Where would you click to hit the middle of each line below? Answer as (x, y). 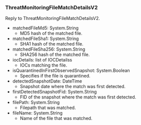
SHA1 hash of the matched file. (51, 44)
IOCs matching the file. (43, 65)
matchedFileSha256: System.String (49, 49)
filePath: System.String (36, 102)
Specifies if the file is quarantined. (55, 76)
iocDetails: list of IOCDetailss (42, 60)
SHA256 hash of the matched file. (55, 54)
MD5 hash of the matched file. (51, 33)
